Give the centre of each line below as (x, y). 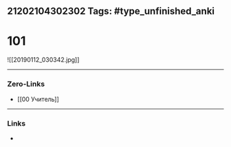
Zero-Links (26, 84)
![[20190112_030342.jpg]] (43, 60)
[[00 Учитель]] (38, 99)
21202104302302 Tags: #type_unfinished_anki (111, 11)
